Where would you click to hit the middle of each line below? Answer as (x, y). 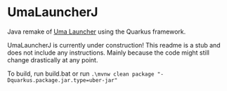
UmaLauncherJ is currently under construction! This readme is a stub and (114, 45)
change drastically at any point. (53, 59)
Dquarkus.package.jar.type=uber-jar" (63, 80)
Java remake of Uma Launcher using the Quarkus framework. (97, 31)
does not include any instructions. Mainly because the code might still (108, 52)
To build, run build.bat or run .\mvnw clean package (81, 73)
